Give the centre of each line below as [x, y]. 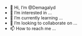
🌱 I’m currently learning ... [36, 18]
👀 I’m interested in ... [31, 13]
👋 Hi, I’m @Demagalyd [33, 8]
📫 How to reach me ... [33, 28]
